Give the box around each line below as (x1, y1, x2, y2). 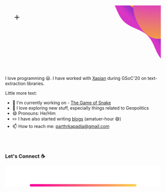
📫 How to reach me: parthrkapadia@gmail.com (12, 124, 110, 129)
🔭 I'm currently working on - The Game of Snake (12, 100, 111, 106)
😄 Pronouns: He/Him (12, 110, 56, 117)
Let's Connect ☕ (5, 153, 45, 160)
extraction (5, 80, 26, 87)
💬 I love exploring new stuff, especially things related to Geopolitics (12, 105, 149, 111)
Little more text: (5, 90, 37, 96)
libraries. (27, 80, 44, 87)
